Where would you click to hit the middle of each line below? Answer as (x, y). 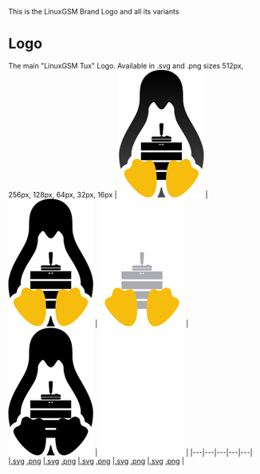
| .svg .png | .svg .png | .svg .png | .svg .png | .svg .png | (97, 460)
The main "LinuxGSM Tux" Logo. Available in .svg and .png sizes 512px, (126, 65)
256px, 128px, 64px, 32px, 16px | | (108, 194)
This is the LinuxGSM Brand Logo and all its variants (94, 12)
